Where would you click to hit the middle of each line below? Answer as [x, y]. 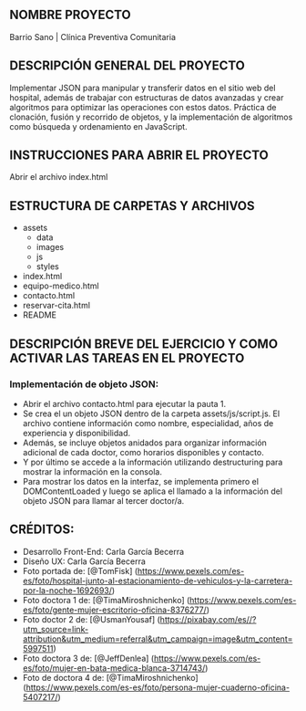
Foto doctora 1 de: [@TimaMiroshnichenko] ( [106, 600]
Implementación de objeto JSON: [84, 384]
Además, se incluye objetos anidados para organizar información [144, 443]
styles [47, 267]
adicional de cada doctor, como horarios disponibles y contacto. [143, 452]
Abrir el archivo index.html [59, 177]
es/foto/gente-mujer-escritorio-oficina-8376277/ [114, 610]
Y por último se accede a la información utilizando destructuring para [153, 462]
